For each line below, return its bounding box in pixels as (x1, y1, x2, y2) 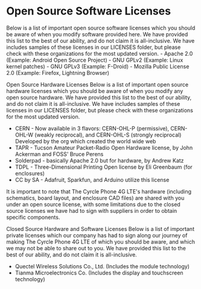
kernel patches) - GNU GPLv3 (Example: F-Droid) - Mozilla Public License (6, 62, 190, 70)
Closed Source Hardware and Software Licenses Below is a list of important (6, 225, 195, 232)
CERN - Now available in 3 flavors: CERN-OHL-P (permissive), (14, 125, 170, 132)
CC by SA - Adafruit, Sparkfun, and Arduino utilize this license (14, 176, 170, 183)
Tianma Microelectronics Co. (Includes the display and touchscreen (14, 269, 183, 276)
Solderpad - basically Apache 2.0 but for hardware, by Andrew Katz (14, 157, 184, 164)
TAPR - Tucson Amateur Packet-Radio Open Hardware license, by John (14, 144, 193, 151)
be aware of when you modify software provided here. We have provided (6, 30, 188, 37)
